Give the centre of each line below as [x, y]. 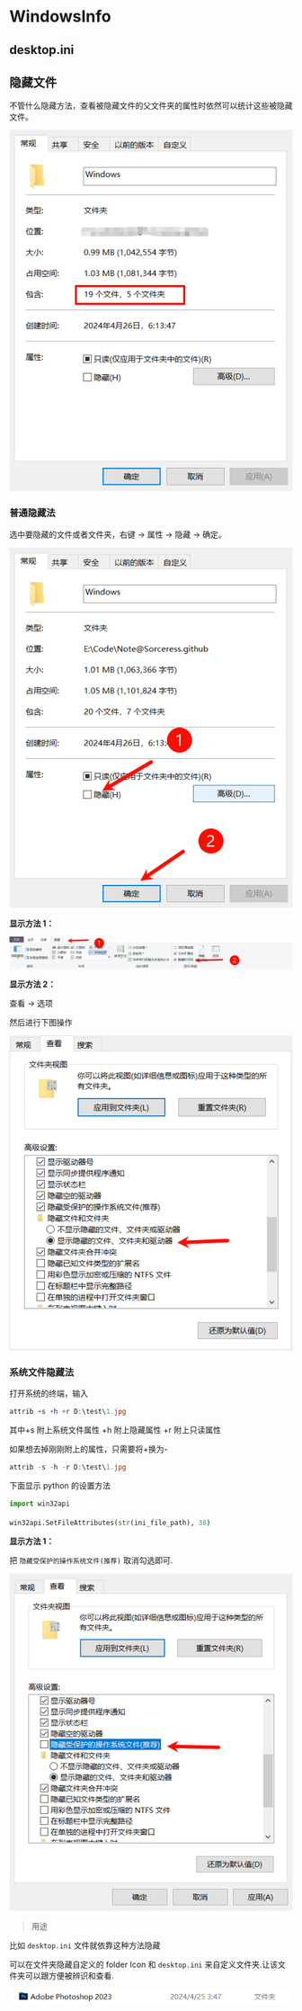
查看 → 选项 [31, 1003]
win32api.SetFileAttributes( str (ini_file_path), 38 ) [110, 1523]
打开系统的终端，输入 [49, 1394]
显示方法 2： [33, 984]
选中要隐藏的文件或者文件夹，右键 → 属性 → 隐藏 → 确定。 [118, 534]
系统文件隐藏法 [42, 1372]
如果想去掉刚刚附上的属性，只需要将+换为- [89, 1449]
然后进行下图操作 [41, 1022]
